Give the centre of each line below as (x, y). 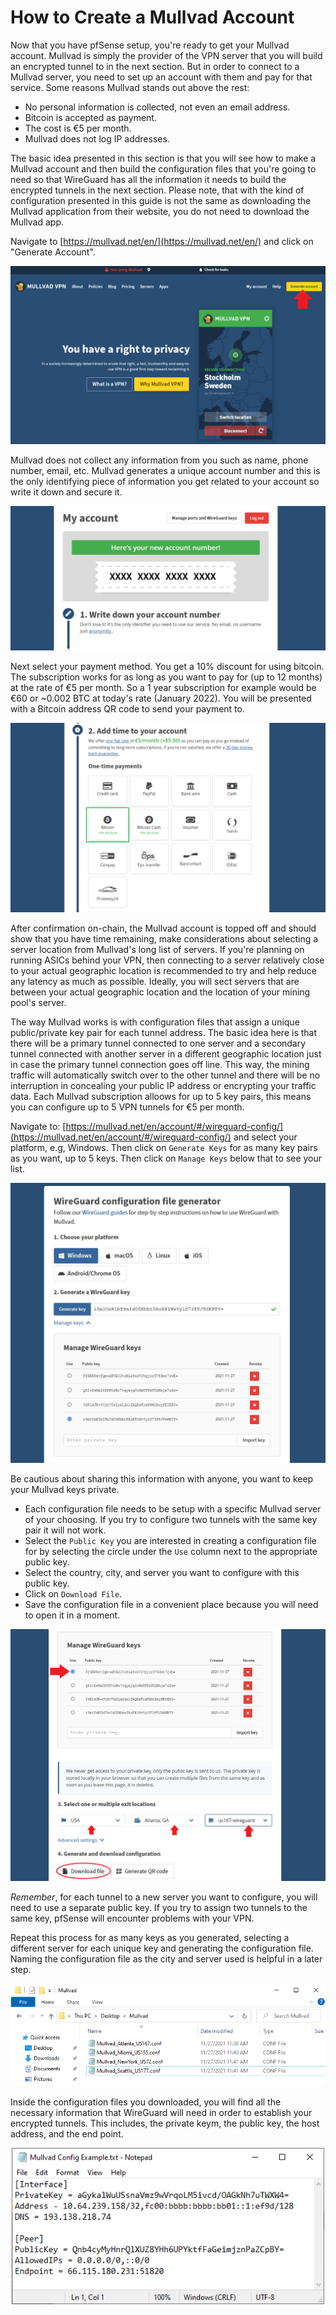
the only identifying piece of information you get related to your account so (165, 482)
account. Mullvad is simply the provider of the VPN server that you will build (166, 55)
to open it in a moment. (72, 1615)
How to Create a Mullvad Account (152, 17)
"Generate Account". (53, 252)
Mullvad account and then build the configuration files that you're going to (163, 168)
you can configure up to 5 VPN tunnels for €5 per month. (127, 1107)
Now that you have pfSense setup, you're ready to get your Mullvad (150, 45)
